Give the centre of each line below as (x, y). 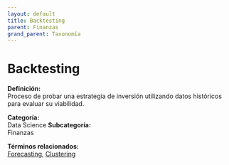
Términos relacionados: (43, 147)
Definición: (24, 89)
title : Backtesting (36, 21)
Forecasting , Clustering (42, 154)
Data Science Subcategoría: (49, 125)
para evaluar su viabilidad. (46, 104)
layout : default (31, 14)
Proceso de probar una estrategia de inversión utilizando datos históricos (115, 96)
